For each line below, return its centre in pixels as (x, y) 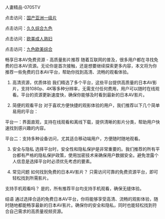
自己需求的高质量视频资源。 (37, 211)
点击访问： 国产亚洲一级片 (31, 18)
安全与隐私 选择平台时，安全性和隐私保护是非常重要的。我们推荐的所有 (84, 149)
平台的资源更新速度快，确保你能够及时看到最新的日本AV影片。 (84, 95)
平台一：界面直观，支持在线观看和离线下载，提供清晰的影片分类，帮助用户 (80, 122)
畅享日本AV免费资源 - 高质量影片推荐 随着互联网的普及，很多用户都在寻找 (80, 60)
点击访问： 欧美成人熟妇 (29, 39)
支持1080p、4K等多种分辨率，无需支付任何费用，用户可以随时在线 (88, 89)
